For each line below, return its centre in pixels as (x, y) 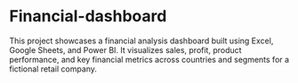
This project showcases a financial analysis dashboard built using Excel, (141, 41)
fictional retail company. (53, 69)
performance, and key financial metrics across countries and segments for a (149, 59)
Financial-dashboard (88, 16)
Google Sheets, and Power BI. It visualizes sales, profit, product (125, 49)
